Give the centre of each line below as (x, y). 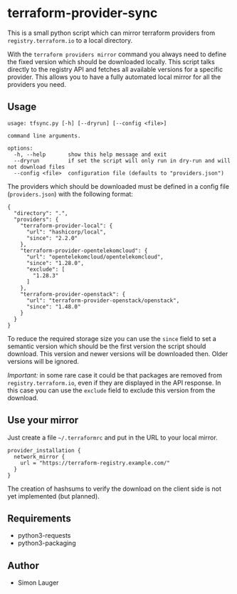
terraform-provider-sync (83, 13)
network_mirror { (39, 457)
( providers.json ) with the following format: (70, 194)
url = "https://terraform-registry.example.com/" (95, 463)
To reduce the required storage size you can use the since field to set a (112, 338)
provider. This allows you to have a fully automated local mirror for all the (114, 77)
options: (20, 148)
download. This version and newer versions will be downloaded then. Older (118, 353)
